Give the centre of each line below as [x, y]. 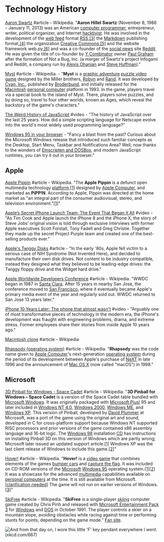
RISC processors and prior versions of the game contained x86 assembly [79, 428]
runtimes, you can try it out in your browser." [50, 155]
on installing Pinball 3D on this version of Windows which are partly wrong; [80, 438]
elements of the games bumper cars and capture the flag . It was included [79, 464]
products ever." [35, 239]
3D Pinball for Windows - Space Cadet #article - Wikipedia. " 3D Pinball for [80, 392]
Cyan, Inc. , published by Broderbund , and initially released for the [71, 84]
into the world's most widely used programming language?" [65, 125]
